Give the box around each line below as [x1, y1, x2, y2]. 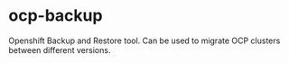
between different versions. [8, 44, 111, 55]
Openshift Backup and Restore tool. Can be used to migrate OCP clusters [8, 35, 281, 46]
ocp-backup [8, 5, 103, 26]
